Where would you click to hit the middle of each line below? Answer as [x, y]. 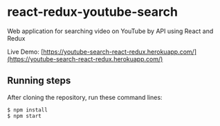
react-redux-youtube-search [93, 12]
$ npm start [24, 116]
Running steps [39, 81]
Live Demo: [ [25, 52]
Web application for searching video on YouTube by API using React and [110, 31]
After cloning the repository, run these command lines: [85, 97]
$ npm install [28, 110]
